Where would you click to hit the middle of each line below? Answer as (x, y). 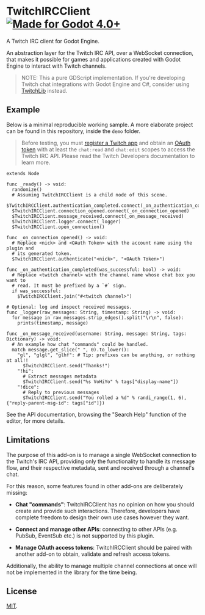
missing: (17, 492)
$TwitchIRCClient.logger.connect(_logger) (67, 221)
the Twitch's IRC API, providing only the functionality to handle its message (101, 461)
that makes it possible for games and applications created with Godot (94, 59)
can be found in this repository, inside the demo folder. (74, 131)
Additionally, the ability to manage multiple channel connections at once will (102, 566)
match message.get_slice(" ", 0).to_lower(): (71, 350)
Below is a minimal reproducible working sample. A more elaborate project (100, 124)
